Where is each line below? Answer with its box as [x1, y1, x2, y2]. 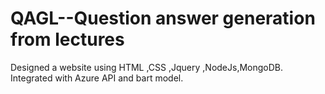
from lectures [10, 28, 125, 51]
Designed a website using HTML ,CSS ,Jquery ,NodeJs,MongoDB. [10, 61, 284, 73]
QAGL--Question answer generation [10, 7, 316, 30]
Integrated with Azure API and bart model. [10, 72, 184, 84]
